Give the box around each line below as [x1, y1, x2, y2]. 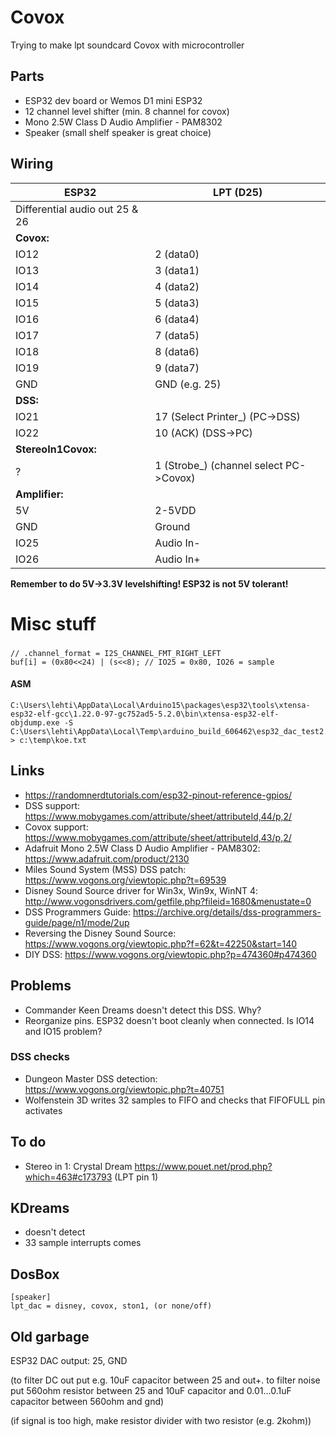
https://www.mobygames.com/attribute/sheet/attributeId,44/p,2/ [24, 810, 293, 822]
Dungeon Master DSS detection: [24, 1072, 158, 1085]
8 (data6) [154, 344, 200, 358]
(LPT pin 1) [114, 1171, 159, 1183]
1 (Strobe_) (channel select [154, 458, 283, 472]
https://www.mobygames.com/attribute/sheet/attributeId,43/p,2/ [24, 831, 292, 843]
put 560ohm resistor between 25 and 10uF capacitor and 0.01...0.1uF [10, 1385, 292, 1397]
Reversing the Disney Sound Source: [24, 927, 177, 939]
